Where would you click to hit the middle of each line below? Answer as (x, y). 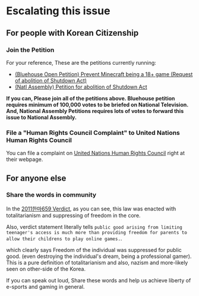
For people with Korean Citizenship (72, 33)
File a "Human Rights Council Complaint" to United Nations (93, 133)
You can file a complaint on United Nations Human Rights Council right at (96, 153)
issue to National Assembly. (42, 117)
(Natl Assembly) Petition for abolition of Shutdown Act (81, 87)
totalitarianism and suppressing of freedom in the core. (73, 215)
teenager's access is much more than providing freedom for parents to (97, 232)
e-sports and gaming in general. (45, 286)
